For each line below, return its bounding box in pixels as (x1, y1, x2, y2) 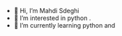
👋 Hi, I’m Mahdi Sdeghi (13, 7, 79, 15)
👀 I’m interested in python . (13, 14, 91, 22)
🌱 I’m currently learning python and (13, 21, 116, 29)
